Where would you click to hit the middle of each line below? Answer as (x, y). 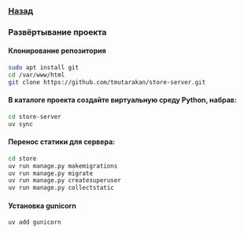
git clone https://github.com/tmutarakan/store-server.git (107, 82)
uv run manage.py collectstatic (61, 188)
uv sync (21, 124)
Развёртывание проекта (57, 32)
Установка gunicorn (42, 206)
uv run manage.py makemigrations (63, 166)
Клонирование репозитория (57, 51)
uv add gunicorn (35, 222)
